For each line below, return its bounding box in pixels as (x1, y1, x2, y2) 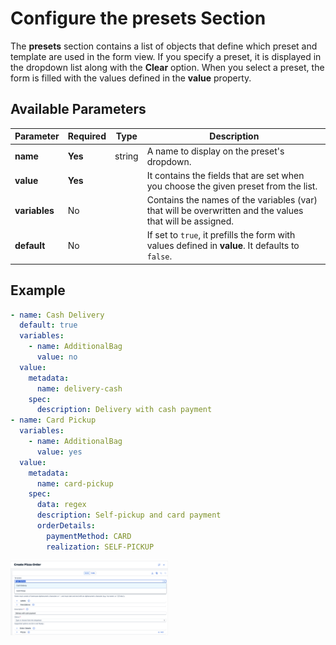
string (114, 150, 139, 162)
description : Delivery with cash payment (36, 405, 213, 415)
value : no (36, 352, 78, 362)
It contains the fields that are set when (146, 169, 305, 181)
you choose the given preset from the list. (146, 180, 318, 192)
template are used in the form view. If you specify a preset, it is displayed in (10, 50, 322, 62)
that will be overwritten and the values (146, 205, 304, 216)
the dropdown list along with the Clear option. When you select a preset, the (10, 61, 325, 73)
